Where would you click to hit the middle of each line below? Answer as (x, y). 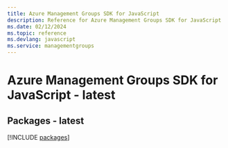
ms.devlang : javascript (42, 40)
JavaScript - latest (61, 95)
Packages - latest (46, 121)
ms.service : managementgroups (51, 46)
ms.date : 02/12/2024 (37, 26)
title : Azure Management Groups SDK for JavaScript (83, 14)
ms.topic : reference (37, 33)
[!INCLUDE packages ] (38, 137)
